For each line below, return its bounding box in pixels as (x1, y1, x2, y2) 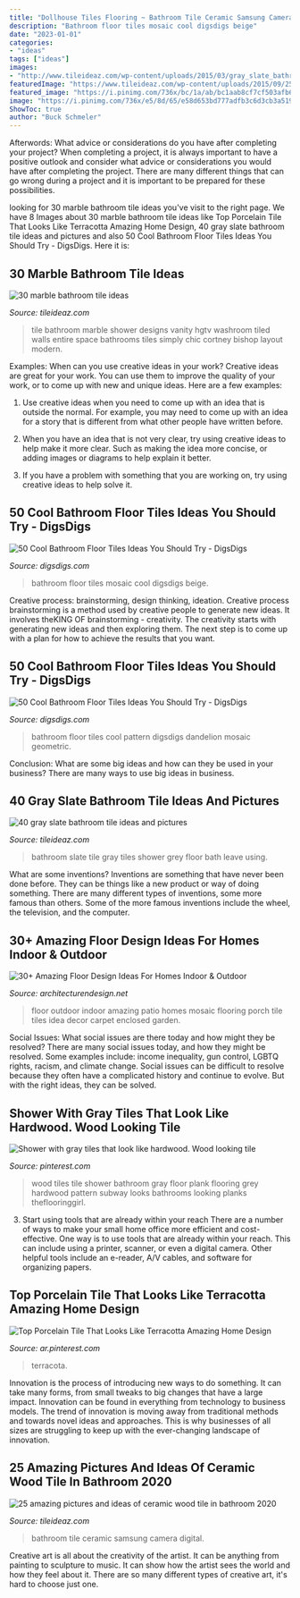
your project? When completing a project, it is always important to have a (9, 147, 279, 157)
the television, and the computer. (9, 907, 130, 917)
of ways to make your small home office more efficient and (21, 1224, 239, 1234)
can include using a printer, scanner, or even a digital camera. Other (21, 1243, 272, 1253)
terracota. (30, 1360, 68, 1371)
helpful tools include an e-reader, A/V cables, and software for (21, 1253, 253, 1263)
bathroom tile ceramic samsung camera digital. (30, 1533, 204, 1543)
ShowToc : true (9, 105, 62, 114)
